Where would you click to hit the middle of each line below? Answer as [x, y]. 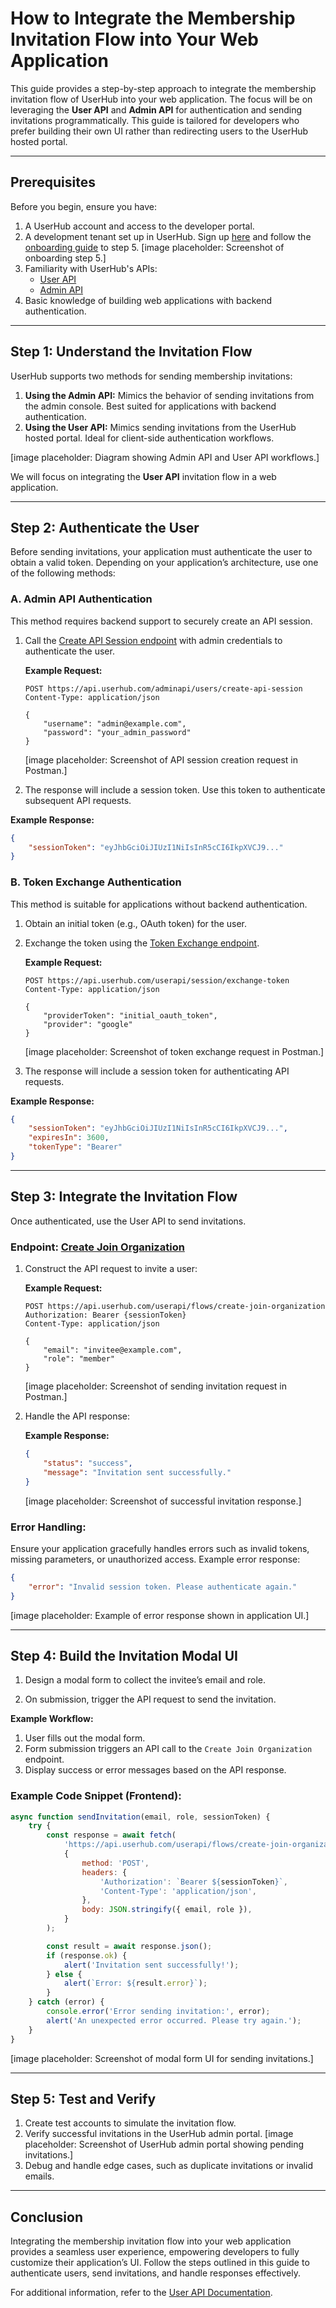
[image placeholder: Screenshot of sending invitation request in [155, 1386]
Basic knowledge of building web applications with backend [148, 300]
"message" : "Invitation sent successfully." [137, 1472]
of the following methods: [63, 573]
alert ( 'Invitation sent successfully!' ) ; [151, 1965]
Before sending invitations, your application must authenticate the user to [161, 552]
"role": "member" [79, 1359]
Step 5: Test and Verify [83, 2099]
